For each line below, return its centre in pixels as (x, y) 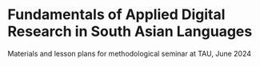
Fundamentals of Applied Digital (116, 15)
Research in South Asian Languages (130, 31)
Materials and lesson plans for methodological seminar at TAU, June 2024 (130, 53)
